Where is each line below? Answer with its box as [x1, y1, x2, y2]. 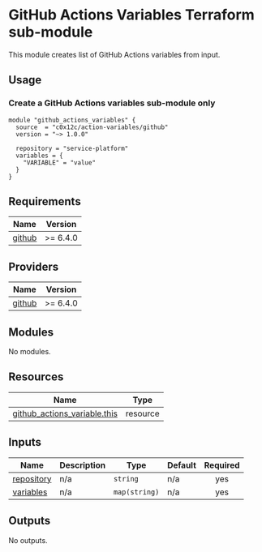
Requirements [8, 195, 81, 208]
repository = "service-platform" [15, 144, 129, 152]
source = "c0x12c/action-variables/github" [15, 123, 169, 131]
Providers [8, 259, 59, 273]
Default [167, 460, 197, 471]
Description [59, 460, 106, 471]
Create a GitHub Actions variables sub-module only [8, 97, 216, 109]
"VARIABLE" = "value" [23, 158, 96, 167]
